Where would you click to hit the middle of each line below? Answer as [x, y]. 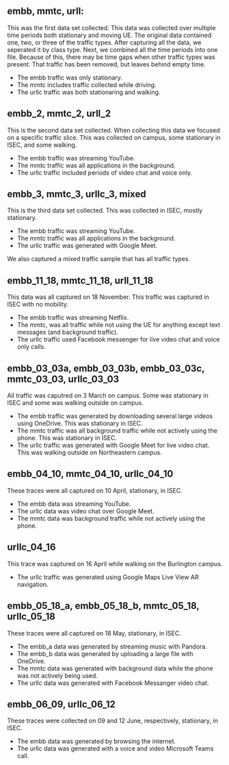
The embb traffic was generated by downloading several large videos [115, 416]
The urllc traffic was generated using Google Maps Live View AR [108, 577]
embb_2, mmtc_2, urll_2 [59, 113]
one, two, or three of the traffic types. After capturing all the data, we [104, 42]
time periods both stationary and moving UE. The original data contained [109, 35]
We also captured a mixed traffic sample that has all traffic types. [99, 259]
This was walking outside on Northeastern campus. [89, 452]
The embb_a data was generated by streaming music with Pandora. [112, 646]
